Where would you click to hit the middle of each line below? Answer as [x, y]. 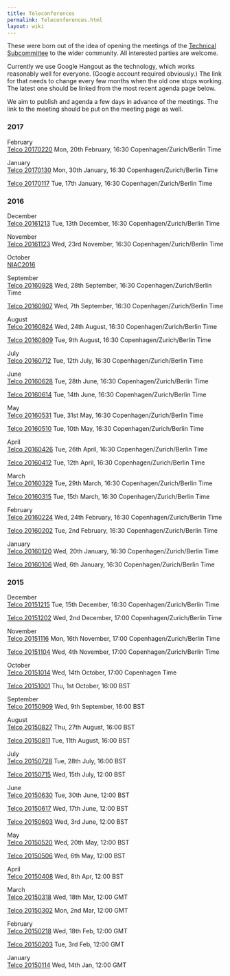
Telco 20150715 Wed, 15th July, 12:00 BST [67, 774]
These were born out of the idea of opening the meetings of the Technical [112, 46]
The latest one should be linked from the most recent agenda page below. [112, 88]
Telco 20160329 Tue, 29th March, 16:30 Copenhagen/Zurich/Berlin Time [110, 483]
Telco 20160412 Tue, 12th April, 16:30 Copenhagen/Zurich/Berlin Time [106, 463]
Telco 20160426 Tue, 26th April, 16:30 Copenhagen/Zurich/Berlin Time [107, 449]
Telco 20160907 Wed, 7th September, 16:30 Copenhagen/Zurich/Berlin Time [115, 306]
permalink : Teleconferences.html [55, 20]
